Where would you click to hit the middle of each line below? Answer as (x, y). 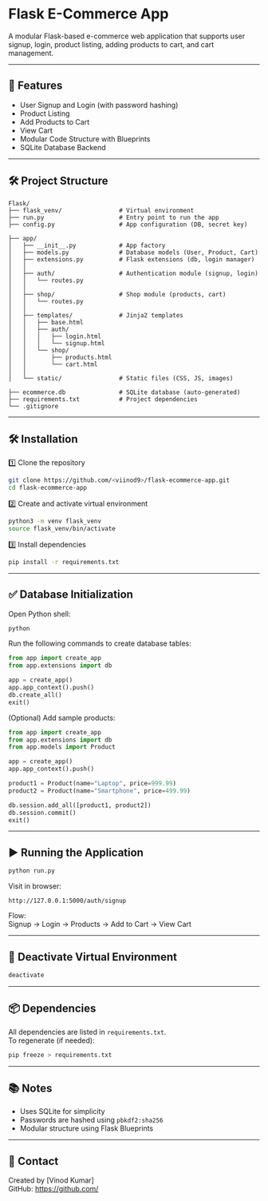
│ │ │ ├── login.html (55, 336)
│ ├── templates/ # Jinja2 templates (96, 315)
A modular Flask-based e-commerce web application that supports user (127, 36)
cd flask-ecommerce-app (48, 488)
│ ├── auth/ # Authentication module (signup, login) (134, 273)
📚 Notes (30, 1088)
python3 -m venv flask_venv (55, 521)
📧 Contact (33, 1161)
